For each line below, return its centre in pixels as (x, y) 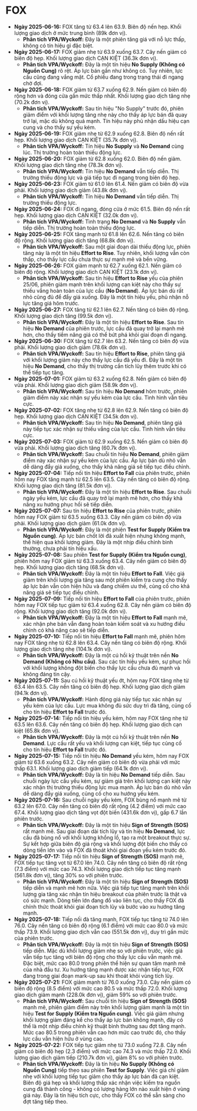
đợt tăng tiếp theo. (45, 1102)
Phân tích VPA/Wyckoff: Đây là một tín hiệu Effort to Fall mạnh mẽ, (105, 617)
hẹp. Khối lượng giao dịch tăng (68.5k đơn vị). (70, 567)
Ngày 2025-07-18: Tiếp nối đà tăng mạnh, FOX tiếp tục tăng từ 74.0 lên (101, 919)
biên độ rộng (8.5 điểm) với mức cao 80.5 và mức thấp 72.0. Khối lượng (101, 988)
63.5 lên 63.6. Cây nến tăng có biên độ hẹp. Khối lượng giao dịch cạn (98, 724)
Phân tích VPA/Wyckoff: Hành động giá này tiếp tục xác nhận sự (102, 699)
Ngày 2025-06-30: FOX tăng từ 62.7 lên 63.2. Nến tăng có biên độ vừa (101, 341)
